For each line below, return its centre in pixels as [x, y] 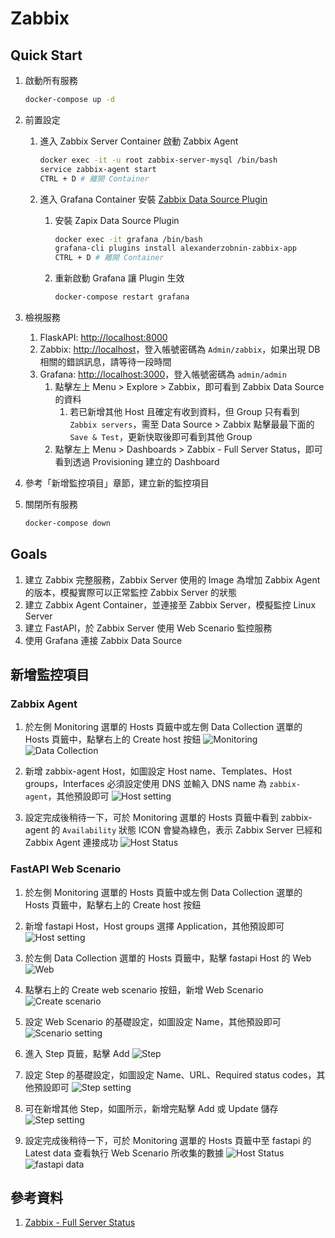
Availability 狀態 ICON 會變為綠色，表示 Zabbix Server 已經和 [192, 830]
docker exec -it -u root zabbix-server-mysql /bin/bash [158, 160]
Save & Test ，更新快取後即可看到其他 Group [161, 436]
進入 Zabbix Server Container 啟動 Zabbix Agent [139, 141]
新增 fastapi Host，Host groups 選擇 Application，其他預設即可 [154, 926]
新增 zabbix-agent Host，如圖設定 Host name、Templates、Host [158, 771]
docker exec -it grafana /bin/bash [128, 239]
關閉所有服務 [51, 504]
